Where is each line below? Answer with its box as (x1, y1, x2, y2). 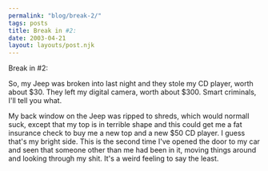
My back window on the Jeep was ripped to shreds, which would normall (8, 111, 250, 121)
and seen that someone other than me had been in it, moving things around (8, 145, 257, 155)
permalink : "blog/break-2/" (8, 11, 102, 20)
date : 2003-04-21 (8, 34, 66, 42)
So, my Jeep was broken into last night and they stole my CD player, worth (8, 79, 254, 89)
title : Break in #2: (8, 26, 78, 34)
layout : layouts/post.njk (8, 42, 94, 50)
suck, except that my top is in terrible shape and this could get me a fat (8, 120, 242, 129)
